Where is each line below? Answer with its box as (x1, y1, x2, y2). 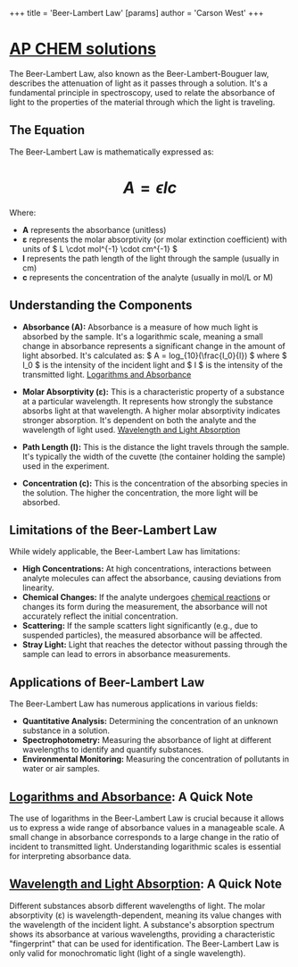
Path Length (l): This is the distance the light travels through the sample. (21, 441, 290, 452)
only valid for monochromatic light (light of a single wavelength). (9, 947, 246, 958)
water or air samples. (21, 763, 101, 774)
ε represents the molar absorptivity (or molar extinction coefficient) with (21, 234, 287, 245)
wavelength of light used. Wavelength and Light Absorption (21, 424, 241, 435)
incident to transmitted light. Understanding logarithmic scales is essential (9, 841, 281, 852)
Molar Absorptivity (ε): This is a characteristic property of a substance (21, 386, 286, 396)
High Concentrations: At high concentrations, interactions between (21, 563, 272, 574)
